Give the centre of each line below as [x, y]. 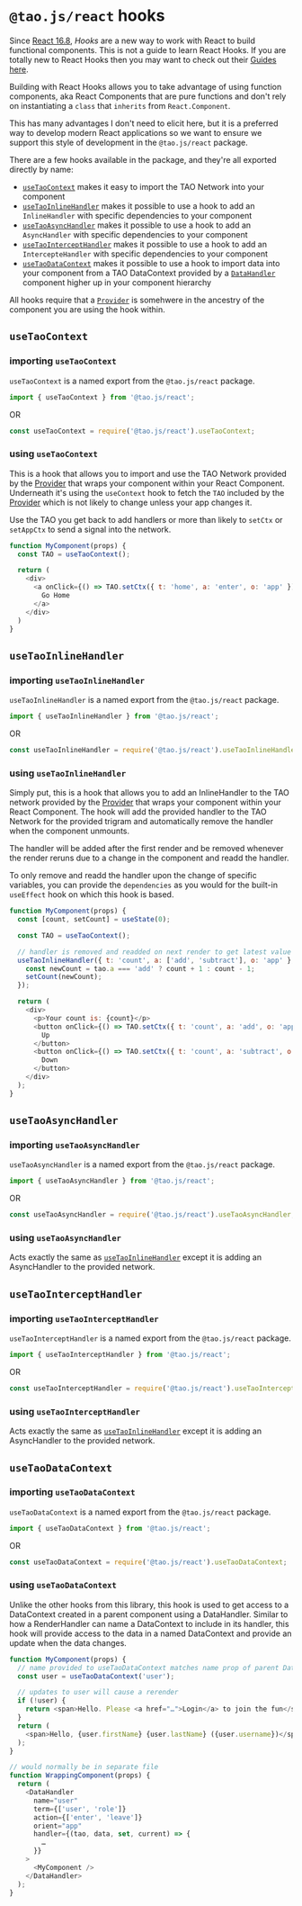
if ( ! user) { [42, 1701]
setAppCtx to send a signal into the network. [90, 529]
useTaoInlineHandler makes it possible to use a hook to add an [138, 206]
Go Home [56, 596]
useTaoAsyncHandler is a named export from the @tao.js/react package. [142, 1164]
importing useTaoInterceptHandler [84, 1318]
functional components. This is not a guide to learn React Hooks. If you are [148, 49]
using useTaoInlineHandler [68, 773]
